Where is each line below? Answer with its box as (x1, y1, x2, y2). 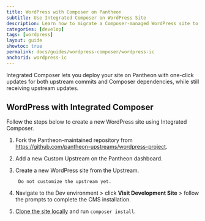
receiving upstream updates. (6, 84, 79, 92)
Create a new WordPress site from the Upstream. (15, 167, 140, 174)
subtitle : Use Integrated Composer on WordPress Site (6, 15, 147, 21)
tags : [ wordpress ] (6, 32, 53, 38)
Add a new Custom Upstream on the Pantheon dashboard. (15, 155, 163, 162)
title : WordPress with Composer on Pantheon (6, 9, 122, 15)
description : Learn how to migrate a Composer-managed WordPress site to (6, 20, 199, 26)
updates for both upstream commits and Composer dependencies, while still (6, 78, 199, 85)
